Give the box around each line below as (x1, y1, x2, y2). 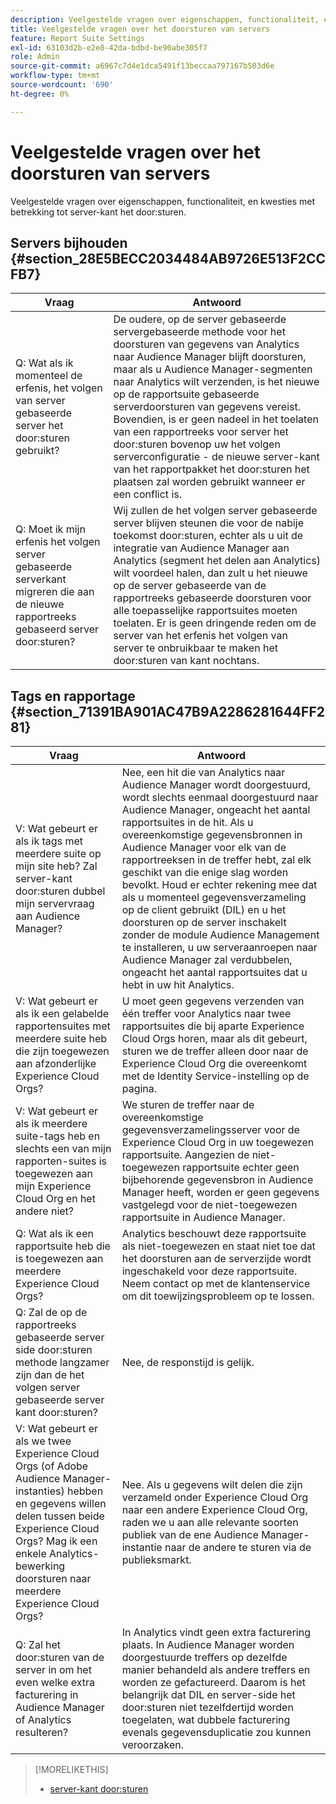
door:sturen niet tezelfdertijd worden (121, 1701, 294, 1715)
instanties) (15, 1484, 65, 1498)
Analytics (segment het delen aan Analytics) (113, 554, 321, 568)
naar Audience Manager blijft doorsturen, (113, 350, 307, 364)
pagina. (121, 1082, 158, 1096)
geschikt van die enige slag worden (121, 866, 289, 880)
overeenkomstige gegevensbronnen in (121, 828, 303, 842)
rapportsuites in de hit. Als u (121, 816, 254, 830)
